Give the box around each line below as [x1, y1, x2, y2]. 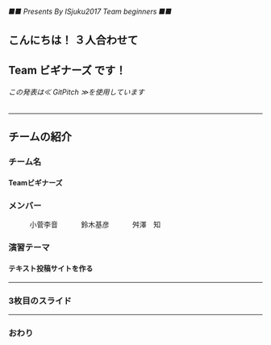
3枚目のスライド [8, 295, 73, 306]
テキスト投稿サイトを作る [8, 263, 94, 273]
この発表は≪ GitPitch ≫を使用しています [8, 87, 145, 97]
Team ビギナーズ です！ [8, 63, 127, 77]
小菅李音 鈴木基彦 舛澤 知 [29, 220, 161, 229]
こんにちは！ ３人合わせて [8, 33, 139, 48]
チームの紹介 [8, 130, 73, 144]
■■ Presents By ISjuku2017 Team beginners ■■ [8, 6, 172, 16]
